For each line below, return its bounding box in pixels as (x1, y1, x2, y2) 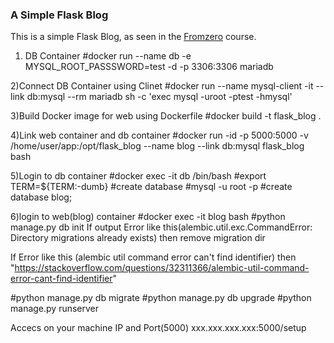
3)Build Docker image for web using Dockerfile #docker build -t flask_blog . (10, 110, 322, 122)
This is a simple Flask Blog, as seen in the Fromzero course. (10, 31, 257, 43)
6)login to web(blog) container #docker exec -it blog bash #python (10, 211, 286, 223)
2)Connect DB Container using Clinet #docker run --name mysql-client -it (10, 80, 314, 92)
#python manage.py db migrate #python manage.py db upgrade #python (10, 292, 312, 304)
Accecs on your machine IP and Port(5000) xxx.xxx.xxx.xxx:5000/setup (10, 322, 307, 334)
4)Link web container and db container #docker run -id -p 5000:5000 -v (10, 129, 309, 142)
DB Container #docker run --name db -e (24, 50, 192, 62)
